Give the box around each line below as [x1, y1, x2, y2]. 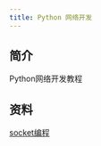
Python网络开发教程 [9, 73, 83, 85]
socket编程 [9, 127, 50, 138]
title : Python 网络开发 [9, 12, 92, 22]
